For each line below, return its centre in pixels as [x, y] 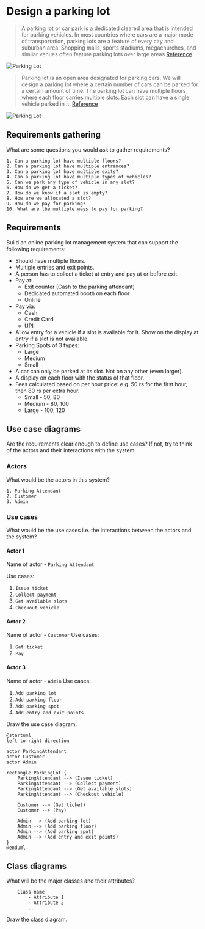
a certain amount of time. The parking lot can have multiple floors [103, 90]
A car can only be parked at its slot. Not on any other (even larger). [99, 371]
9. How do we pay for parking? [46, 204]
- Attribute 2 [46, 903]
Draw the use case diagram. [42, 724]
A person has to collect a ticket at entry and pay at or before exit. [97, 274]
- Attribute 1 [46, 898]
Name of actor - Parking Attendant [50, 564]
